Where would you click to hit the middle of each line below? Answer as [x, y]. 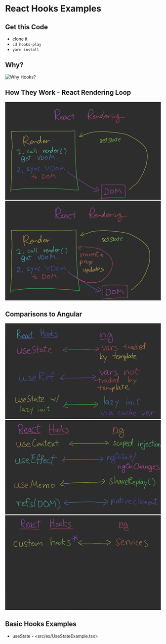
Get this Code [27, 27]
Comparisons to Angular [44, 314]
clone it [20, 39]
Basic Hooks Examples [41, 624]
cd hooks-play [27, 45]
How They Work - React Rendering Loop [68, 93]
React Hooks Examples [53, 9]
